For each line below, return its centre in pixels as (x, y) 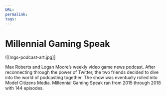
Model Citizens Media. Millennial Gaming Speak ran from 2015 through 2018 (83, 83)
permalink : (16, 14)
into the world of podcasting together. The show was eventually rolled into (82, 78)
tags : (11, 19)
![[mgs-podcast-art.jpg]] (30, 57)
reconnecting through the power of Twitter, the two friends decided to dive (82, 72)
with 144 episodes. (24, 88)
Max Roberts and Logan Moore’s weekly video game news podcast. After (80, 67)
